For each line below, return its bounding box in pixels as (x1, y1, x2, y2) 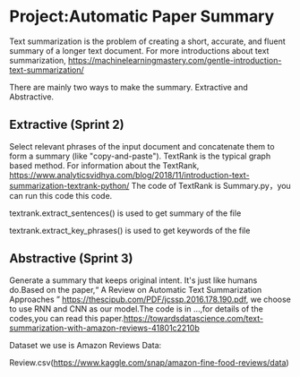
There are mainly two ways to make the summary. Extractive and (9, 81, 248, 92)
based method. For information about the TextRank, (9, 159, 200, 171)
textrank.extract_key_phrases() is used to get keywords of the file (9, 225, 251, 236)
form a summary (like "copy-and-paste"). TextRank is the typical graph (9, 150, 271, 161)
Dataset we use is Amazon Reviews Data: (9, 339, 162, 350)
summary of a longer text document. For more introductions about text (9, 45, 270, 56)
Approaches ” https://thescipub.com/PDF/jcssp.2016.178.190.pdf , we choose (9, 294, 291, 304)
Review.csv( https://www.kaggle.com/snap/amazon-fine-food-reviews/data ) (9, 356, 289, 368)
